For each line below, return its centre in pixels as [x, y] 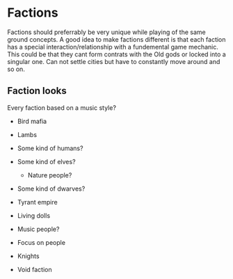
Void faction [34, 269]
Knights [28, 256]
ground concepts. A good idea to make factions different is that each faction [116, 39]
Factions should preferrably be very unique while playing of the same [107, 32]
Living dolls [34, 215]
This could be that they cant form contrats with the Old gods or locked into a [116, 54]
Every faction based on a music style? [62, 107]
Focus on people [41, 242]
